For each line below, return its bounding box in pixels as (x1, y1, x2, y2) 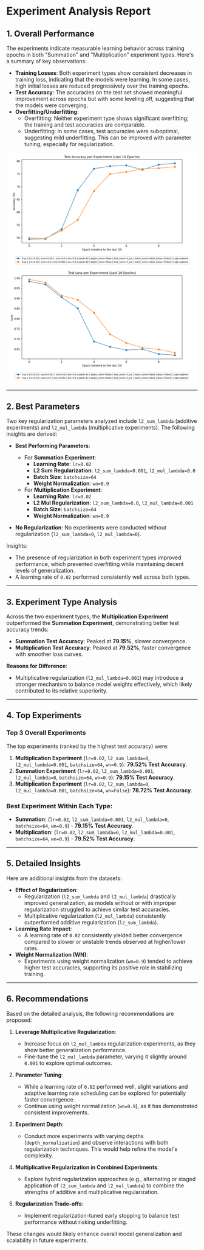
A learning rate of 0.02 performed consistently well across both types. (15, 573, 191, 581)
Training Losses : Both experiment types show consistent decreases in (15, 69, 192, 77)
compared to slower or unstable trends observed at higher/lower (24, 938, 186, 945)
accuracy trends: (6, 626, 49, 634)
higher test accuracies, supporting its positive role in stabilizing (24, 963, 183, 971)
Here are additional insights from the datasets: (6, 875, 123, 882)
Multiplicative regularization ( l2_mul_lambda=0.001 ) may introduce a (15, 674, 183, 682)
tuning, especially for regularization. (24, 141, 114, 147)
